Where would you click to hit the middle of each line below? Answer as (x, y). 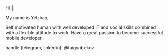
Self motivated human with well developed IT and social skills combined (81, 27)
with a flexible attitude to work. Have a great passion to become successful (84, 33)
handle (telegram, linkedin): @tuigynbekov (50, 48)
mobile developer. (24, 38)
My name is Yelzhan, (27, 17)
